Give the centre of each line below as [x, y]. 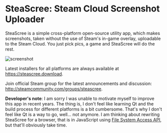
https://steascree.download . [34, 73]
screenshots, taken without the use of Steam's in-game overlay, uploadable [83, 38]
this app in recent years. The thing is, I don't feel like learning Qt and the [79, 103]
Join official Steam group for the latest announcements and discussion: [78, 83]
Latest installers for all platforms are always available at [62, 68]
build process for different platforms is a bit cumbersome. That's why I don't [84, 109]
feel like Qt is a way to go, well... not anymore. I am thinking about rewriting [82, 114]
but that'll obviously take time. [36, 125]
